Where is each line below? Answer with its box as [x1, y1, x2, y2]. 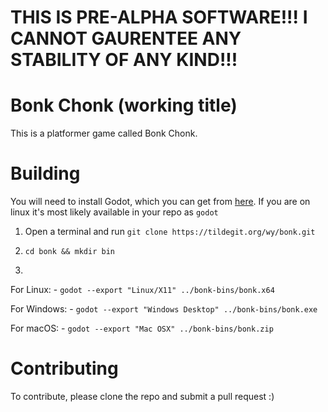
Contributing [10, 357, 119, 380]
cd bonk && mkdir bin [24, 247, 115, 257]
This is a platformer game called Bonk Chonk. [10, 127, 198, 140]
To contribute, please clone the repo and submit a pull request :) [10, 391, 275, 402]
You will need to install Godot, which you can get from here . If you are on [10, 196, 311, 208]
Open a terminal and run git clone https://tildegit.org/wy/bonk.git [24, 226, 316, 238]
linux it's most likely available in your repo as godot [10, 206, 219, 218]
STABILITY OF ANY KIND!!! [10, 49, 238, 71]
